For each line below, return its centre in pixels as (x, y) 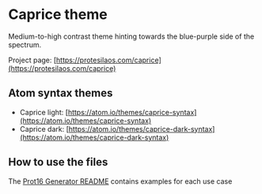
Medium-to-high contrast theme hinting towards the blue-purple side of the (131, 36)
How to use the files (58, 162)
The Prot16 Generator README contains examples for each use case (120, 181)
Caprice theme (58, 15)
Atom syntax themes (61, 93)
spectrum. (25, 44)
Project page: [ (32, 60)
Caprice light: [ (44, 112)
